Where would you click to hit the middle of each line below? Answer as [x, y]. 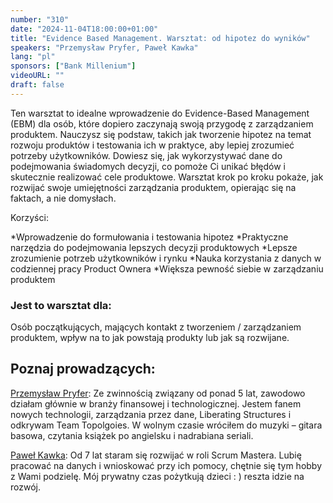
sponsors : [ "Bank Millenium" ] [73, 66]
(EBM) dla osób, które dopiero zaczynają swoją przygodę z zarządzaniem [162, 123]
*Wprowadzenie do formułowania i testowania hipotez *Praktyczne [149, 237]
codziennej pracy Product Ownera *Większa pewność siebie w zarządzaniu [167, 268]
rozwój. [25, 487]
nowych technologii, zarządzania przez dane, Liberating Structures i [151, 414]
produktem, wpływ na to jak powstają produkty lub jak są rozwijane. [150, 338]
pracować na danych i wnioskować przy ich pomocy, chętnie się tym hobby [166, 465]
